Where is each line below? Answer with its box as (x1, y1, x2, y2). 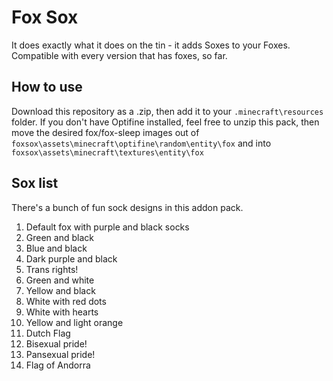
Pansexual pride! (25, 348, 96, 360)
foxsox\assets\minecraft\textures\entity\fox (11, 147, 204, 158)
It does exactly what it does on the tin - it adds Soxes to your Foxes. (11, 39, 291, 51)
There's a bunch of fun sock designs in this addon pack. (11, 201, 244, 213)
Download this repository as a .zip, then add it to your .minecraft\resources (11, 105, 324, 117)
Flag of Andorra (25, 359, 91, 371)
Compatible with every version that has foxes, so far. (11, 49, 228, 61)
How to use (11, 79, 83, 96)
